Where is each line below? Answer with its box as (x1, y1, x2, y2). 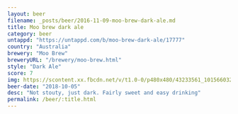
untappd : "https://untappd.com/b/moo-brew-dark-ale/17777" (7, 37, 186, 44)
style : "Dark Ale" (7, 63, 62, 70)
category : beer (7, 30, 52, 38)
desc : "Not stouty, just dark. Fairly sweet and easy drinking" (7, 89, 201, 96)
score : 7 (7, 69, 33, 76)
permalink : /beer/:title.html (7, 96, 97, 103)
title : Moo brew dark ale (7, 23, 84, 30)
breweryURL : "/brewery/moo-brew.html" (7, 57, 122, 64)
